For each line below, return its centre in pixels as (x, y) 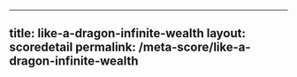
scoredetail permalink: (73, 47)
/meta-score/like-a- (194, 47)
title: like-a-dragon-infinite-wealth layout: (127, 33)
